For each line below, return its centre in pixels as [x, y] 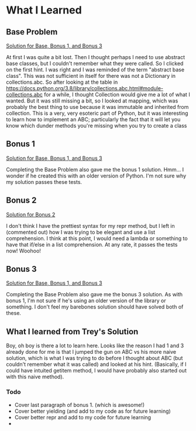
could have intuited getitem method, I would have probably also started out [97, 371]
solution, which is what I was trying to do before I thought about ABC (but [94, 358]
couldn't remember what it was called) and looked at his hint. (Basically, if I [96, 364]
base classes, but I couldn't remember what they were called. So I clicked [95, 63]
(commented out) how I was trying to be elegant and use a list [81, 232]
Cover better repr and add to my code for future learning [82, 417]
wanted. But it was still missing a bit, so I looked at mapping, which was [92, 101]
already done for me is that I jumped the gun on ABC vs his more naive [91, 352]
